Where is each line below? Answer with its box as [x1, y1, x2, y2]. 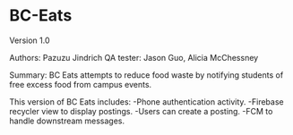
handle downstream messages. [9, 115, 125, 126]
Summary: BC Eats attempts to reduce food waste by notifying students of [9, 69, 284, 80]
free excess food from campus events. [9, 79, 152, 89]
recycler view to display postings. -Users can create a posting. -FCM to [9, 105, 273, 116]
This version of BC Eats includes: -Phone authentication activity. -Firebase [9, 96, 284, 107]
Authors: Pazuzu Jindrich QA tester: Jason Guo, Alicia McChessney [9, 52, 259, 63]
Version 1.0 [9, 35, 50, 46]
